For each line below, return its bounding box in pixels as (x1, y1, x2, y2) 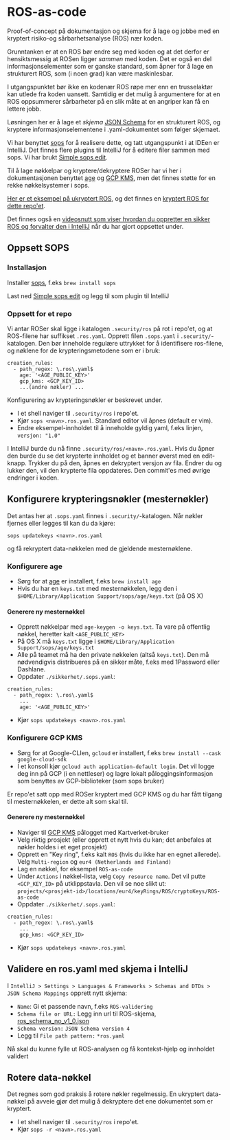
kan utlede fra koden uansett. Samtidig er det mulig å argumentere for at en (7, 90, 221, 98)
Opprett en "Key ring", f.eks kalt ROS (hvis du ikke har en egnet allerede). (16, 850, 221, 858)
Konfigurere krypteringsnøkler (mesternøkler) (7, 493, 209, 505)
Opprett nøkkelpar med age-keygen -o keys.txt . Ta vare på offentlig (16, 623, 211, 631)
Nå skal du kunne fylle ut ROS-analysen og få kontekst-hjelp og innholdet (7, 1044, 215, 1053)
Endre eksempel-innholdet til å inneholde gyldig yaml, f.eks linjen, (16, 423, 203, 432)
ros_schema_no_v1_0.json (16, 1016, 90, 1025)
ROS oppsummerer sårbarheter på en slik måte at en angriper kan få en (7, 97, 209, 105)
